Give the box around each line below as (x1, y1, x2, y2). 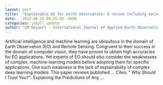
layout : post (5, 7, 32, 12)
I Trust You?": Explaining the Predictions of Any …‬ (5, 75, 104, 81)
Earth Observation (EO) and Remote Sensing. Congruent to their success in (5, 44, 155, 50)
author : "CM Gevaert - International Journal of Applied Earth (5, 25, 136, 30)
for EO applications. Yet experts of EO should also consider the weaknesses (5, 54, 157, 60)
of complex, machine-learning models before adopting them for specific (5, 59, 149, 65)
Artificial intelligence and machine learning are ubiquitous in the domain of (5, 38, 154, 44)
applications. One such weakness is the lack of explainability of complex (5, 64, 150, 70)
